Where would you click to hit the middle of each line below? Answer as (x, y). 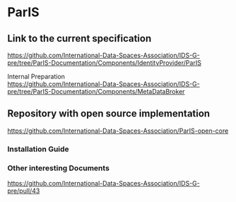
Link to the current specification (79, 38)
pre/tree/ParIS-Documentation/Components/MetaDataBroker (96, 91)
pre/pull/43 (24, 191)
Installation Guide (38, 149)
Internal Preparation (36, 76)
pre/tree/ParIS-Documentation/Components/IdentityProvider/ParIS (104, 63)
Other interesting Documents (58, 168)
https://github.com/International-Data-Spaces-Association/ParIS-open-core (118, 131)
